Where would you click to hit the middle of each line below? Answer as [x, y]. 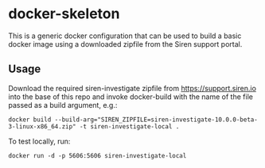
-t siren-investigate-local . [129, 126]
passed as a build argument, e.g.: [63, 105]
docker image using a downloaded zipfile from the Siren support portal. [125, 44]
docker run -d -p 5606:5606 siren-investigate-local [97, 155]
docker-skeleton [64, 14]
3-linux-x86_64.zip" [43, 126]
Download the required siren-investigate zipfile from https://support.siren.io [132, 88]
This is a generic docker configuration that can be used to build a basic [125, 36]
